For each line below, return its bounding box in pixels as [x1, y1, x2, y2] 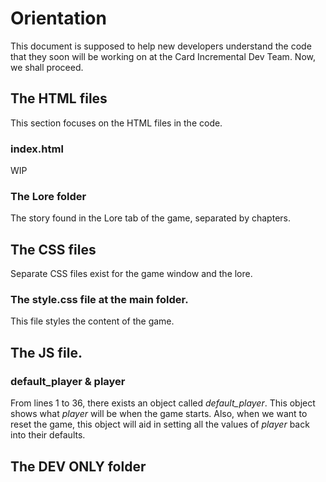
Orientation [10, 7, 107, 30]
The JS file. [10, 344, 83, 361]
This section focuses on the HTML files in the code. [10, 117, 223, 129]
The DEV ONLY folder [10, 458, 147, 475]
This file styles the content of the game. [10, 315, 175, 327]
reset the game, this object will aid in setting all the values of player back [10, 418, 310, 431]
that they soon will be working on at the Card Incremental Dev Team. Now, [10, 50, 316, 62]
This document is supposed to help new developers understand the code [10, 40, 312, 52]
